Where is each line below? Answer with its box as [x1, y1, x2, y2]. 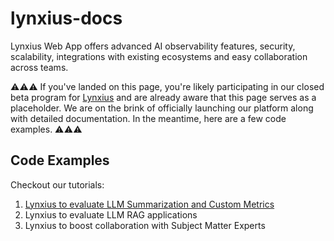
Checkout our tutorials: [10, 178, 105, 191]
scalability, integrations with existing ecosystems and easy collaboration [10, 50, 308, 62]
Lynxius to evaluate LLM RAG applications [24, 208, 198, 221]
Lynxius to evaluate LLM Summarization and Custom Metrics [24, 198, 275, 210]
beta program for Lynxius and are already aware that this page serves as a [10, 91, 317, 103]
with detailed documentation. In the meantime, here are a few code [10, 112, 287, 124]
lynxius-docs [10, 7, 123, 30]
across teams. [10, 61, 69, 73]
